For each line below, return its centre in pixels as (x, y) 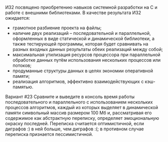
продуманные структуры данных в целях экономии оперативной (83, 71)
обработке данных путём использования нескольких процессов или (87, 60)
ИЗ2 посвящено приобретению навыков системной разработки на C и (81, 7)
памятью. (23, 87)
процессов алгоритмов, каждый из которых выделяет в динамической (82, 107)
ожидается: (18, 18)
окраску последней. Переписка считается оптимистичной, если (75, 124)
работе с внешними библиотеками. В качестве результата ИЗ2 (73, 13)
